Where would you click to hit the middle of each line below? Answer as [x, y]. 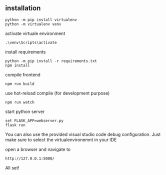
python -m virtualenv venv [33, 24]
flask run [15, 125]
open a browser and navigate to [38, 149]
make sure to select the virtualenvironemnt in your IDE [61, 139]
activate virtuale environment [35, 33]
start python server [25, 111]
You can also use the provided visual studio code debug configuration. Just [83, 134]
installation [23, 8]
